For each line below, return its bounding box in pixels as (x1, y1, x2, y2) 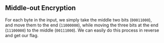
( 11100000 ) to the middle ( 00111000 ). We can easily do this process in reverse (5, 27, 159, 33)
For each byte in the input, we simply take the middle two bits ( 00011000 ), (5, 17, 152, 22)
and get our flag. (5, 32, 39, 38)
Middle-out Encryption (5, 4, 76, 12)
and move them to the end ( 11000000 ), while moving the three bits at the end (5, 22, 159, 28)
